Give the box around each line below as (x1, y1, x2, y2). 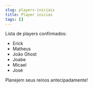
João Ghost (12, 51, 37, 57)
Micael (12, 62, 27, 68)
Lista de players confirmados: (5, 31, 67, 37)
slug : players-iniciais (5, 7, 55, 13)
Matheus (12, 46, 31, 52)
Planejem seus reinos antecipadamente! (5, 77, 88, 83)
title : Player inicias (5, 12, 53, 17)
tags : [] (5, 17, 24, 22)
